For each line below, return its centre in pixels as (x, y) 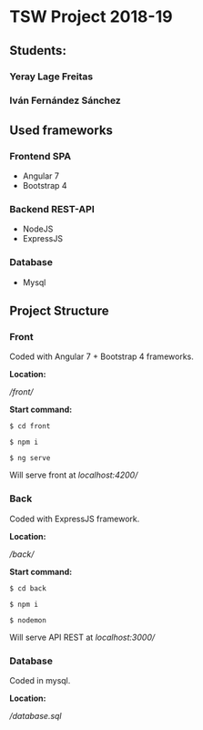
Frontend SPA (40, 156)
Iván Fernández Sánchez (65, 100)
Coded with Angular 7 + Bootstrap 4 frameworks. (101, 356)
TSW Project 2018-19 (91, 17)
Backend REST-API (52, 210)
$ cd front (30, 427)
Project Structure (59, 311)
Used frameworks (61, 130)
